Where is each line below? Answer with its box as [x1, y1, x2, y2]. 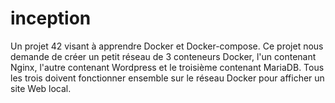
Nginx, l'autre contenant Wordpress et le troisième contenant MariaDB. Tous [10, 61, 325, 73]
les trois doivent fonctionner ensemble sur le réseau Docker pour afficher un [10, 72, 325, 84]
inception [10, 7, 92, 30]
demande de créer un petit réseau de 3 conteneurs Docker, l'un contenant [10, 50, 317, 62]
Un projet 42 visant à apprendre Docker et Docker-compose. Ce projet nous [10, 40, 324, 52]
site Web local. [10, 82, 72, 94]
